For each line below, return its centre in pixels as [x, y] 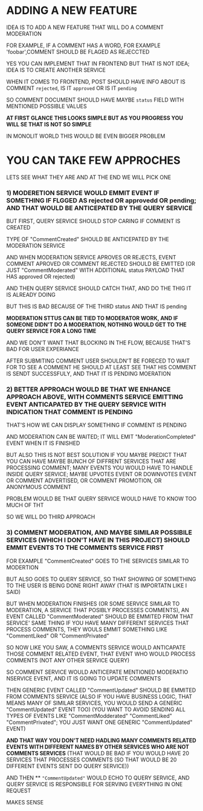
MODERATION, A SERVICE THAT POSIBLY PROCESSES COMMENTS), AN [98, 610]
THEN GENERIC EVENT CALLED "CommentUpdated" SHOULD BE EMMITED [101, 690]
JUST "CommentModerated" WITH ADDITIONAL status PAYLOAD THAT [96, 270]
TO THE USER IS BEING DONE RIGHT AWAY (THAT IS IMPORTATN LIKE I [97, 585]
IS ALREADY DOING [31, 295]
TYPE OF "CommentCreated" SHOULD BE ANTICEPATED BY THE [88, 239]
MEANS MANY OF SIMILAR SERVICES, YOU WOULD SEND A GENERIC [94, 703]
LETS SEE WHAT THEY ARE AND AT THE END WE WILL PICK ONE [89, 177]
